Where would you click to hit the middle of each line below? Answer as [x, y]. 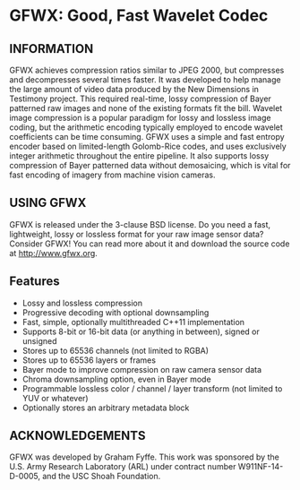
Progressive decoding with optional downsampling [116, 312]
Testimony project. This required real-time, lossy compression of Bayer [140, 99]
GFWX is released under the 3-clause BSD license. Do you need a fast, [140, 224]
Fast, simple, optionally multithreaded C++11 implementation [133, 322]
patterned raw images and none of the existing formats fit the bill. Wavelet [146, 108]
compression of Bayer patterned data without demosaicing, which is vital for [150, 165]
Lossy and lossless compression [82, 303]
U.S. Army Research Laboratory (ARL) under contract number [123, 467]
